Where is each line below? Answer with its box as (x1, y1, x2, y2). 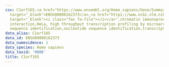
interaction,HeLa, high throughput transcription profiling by (10, 21, 145, 27)
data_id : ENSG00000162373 (5, 36, 59, 41)
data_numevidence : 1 (5, 40, 49, 45)
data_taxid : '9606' (5, 49, 46, 54)
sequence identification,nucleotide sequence (10, 26, 107, 31)
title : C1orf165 (5, 54, 39, 59)
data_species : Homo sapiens (5, 45, 64, 50)
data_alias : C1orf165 (5, 31, 51, 36)
